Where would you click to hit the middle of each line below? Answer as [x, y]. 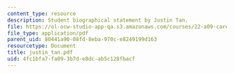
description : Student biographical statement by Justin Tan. [98, 20]
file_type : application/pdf [48, 33]
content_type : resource [42, 14]
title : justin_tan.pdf [40, 53]
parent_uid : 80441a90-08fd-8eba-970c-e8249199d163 [82, 40]
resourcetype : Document [42, 46]
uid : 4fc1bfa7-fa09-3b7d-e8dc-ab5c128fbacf [71, 59]
